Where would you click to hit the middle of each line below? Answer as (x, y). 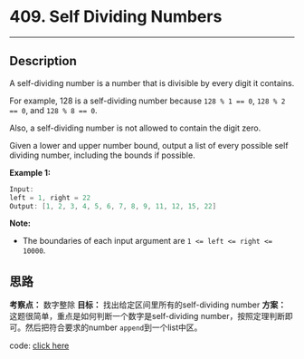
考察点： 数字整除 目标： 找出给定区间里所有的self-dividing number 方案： (148, 305)
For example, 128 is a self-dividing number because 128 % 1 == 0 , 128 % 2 (147, 101)
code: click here (39, 345)
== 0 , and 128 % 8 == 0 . (53, 110)
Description (43, 61)
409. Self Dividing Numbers (116, 17)
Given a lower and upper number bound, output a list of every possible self (149, 145)
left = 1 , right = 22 (50, 198)
